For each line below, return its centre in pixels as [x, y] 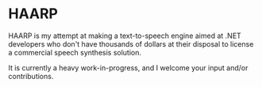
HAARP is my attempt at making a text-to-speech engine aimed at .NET [125, 36]
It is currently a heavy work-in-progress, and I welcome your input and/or [128, 67]
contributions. [31, 76]
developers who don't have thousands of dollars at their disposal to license [131, 43]
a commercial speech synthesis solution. [75, 52]
